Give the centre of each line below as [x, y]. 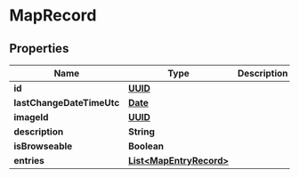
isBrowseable [43, 146]
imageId [31, 117]
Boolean [146, 146]
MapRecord [53, 16]
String [141, 132]
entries [29, 161]
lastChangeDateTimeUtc [67, 103]
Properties [39, 49]
